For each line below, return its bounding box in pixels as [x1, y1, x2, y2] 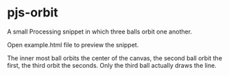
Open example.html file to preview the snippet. [7, 40, 139, 49]
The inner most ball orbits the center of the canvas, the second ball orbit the [7, 53, 223, 62]
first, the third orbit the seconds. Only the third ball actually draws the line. [7, 61, 217, 69]
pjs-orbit [7, 5, 58, 21]
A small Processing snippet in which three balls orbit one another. [7, 27, 193, 36]
